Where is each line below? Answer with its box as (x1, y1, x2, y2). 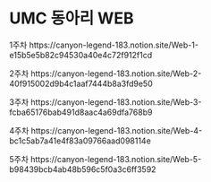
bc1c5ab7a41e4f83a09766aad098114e (9, 135, 152, 146)
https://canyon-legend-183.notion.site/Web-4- (30, 125, 203, 135)
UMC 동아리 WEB (9, 8, 134, 29)
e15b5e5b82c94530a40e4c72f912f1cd (9, 49, 153, 60)
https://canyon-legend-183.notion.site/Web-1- (29, 39, 199, 50)
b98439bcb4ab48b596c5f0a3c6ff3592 (9, 163, 156, 175)
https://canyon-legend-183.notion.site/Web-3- (30, 96, 202, 108)
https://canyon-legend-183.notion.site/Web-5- (30, 153, 202, 164)
